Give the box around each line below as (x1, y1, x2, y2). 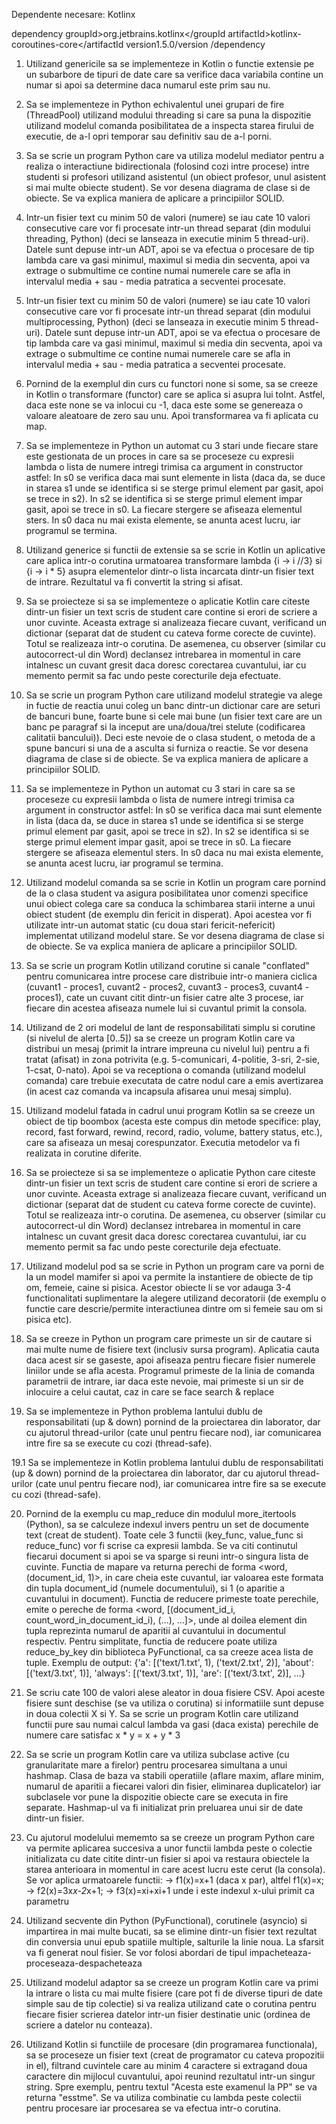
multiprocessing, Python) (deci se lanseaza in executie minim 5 (25, 316, 286, 328)
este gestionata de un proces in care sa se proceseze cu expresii (25, 450, 294, 462)
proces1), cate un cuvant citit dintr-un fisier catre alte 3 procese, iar (25, 992, 304, 1003)
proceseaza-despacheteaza (25, 1957, 143, 1969)
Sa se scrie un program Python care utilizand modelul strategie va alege (25, 689, 323, 701)
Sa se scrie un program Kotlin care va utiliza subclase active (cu (25, 1749, 290, 1760)
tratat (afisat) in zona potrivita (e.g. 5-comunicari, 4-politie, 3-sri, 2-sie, (25, 1054, 320, 1065)
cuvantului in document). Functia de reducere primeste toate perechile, (25, 1593, 319, 1604)
